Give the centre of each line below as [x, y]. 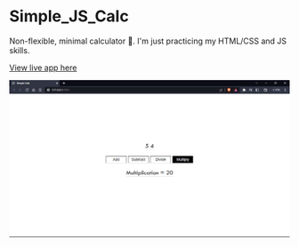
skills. [20, 50]
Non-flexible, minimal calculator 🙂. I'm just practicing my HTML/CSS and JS [148, 41]
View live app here [43, 68]
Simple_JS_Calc [69, 16]
